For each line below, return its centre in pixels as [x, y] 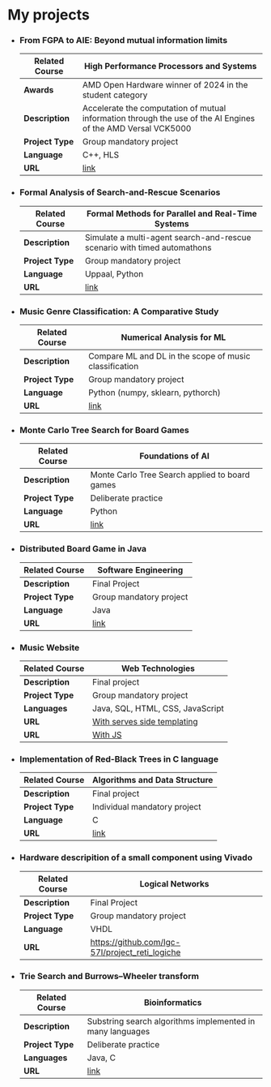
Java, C [102, 1058]
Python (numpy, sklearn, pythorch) [154, 393]
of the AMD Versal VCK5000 [137, 129]
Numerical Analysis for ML [174, 337]
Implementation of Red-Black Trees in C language [119, 758]
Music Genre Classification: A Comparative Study [119, 311]
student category [115, 95]
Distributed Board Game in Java [83, 549]
